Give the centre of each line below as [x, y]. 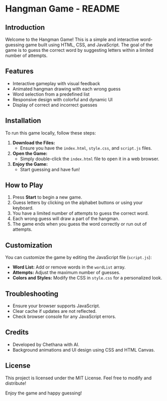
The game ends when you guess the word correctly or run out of [79, 224]
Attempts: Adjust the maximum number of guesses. [66, 273]
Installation [23, 121]
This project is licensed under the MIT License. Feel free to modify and [78, 378]
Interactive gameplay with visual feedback [56, 83]
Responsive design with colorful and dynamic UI [63, 99]
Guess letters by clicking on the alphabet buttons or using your [78, 203]
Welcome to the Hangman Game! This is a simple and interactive [72, 39]
